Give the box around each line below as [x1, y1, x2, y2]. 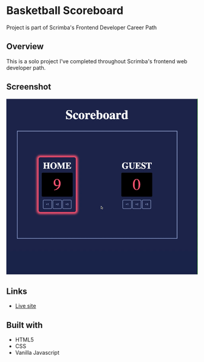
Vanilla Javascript [15, 349, 59, 357]
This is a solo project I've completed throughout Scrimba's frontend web [6, 57, 188, 64]
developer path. [6, 64, 46, 71]
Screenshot [6, 82, 52, 92]
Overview [6, 41, 44, 52]
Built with [6, 320, 43, 330]
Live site [15, 302, 36, 310]
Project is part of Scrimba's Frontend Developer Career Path [6, 24, 157, 31]
